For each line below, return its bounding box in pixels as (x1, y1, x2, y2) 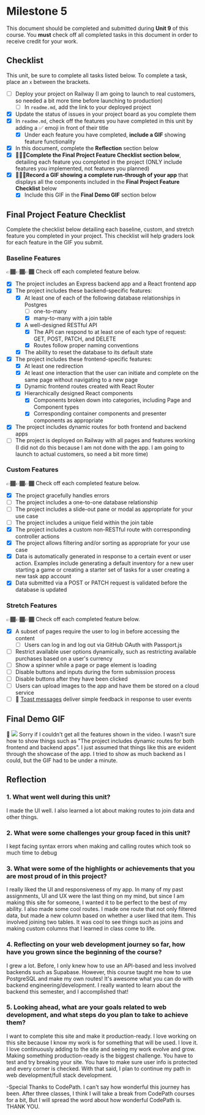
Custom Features (6, 466, 59, 474)
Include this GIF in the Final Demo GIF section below (24, 191, 157, 198)
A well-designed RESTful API (24, 321, 98, 328)
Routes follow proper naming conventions (33, 341, 139, 349)
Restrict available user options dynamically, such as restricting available (15, 648, 197, 655)
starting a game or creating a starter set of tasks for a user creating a (15, 566, 190, 573)
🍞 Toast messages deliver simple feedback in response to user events (15, 695, 192, 703)
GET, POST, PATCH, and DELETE (33, 335, 116, 342)
